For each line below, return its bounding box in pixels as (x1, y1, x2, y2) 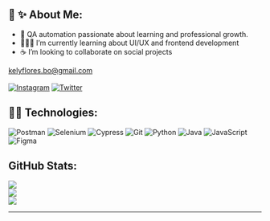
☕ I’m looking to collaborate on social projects (19, 47, 173, 56)
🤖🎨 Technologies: (8, 106, 98, 120)
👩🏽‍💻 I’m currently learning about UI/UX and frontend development (19, 38, 239, 47)
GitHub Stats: (8, 159, 78, 173)
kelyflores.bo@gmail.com (8, 65, 93, 75)
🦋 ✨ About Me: (8, 8, 83, 22)
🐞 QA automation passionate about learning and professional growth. (19, 29, 249, 39)
